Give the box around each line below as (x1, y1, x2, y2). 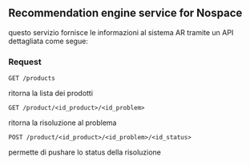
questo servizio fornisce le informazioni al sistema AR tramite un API (8, 27, 234, 37)
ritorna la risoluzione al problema (8, 118, 117, 127)
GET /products (8, 74, 56, 82)
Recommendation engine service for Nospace (8, 6, 243, 20)
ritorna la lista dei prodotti (8, 88, 94, 99)
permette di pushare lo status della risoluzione (8, 147, 162, 157)
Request (8, 56, 42, 67)
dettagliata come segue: (8, 36, 88, 46)
